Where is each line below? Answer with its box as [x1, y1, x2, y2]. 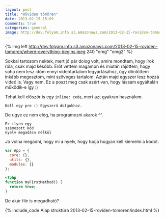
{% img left [5, 44, 28, 49]
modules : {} [9, 162, 34, 167]
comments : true [5, 21, 36, 26]
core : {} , [9, 153, 29, 158]
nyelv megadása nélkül [5, 130, 52, 135]
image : [5, 30, 19, 35]
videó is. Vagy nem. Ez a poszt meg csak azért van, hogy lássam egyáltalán [5, 79, 158, 85]
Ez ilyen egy [5, 121, 32, 126]
